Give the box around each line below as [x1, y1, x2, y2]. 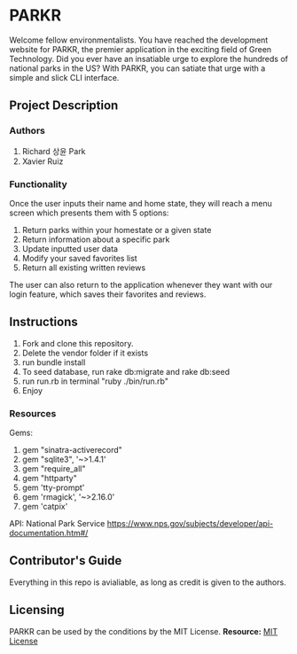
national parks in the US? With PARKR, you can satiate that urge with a [9, 63, 266, 74]
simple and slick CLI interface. [9, 72, 120, 82]
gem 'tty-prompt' [21, 482, 85, 493]
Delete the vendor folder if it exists [21, 347, 149, 358]
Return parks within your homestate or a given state [21, 224, 212, 235]
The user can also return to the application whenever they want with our [9, 279, 273, 290]
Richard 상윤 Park [21, 145, 86, 156]
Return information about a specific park [21, 234, 170, 245]
